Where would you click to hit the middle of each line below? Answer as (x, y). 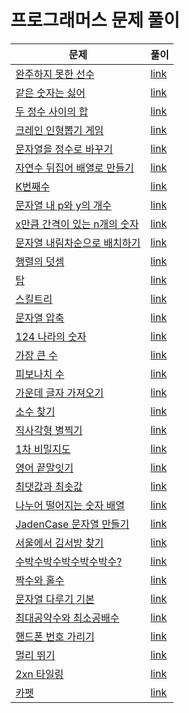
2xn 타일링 (40, 674)
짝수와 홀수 (40, 580)
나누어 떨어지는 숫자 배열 (70, 505)
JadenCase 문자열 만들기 (72, 524)
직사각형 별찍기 (49, 430)
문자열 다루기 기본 (55, 599)
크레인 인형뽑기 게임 (60, 130)
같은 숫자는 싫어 (50, 93)
